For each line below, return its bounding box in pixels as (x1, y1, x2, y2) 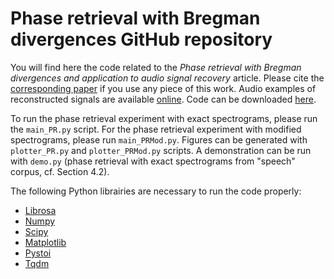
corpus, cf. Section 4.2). (10, 165, 110, 177)
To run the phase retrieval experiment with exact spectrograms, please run (10, 112, 318, 124)
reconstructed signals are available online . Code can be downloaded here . (10, 93, 317, 105)
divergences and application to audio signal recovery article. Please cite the (10, 72, 325, 84)
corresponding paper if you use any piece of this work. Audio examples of (10, 82, 317, 94)
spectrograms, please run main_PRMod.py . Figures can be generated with (10, 133, 308, 146)
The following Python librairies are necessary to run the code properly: (10, 185, 302, 197)
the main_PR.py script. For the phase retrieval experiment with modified (10, 123, 302, 135)
